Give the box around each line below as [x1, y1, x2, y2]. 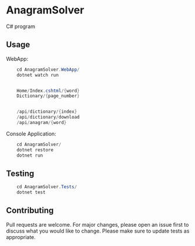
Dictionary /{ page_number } [16, 93, 80, 99]
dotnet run [16, 153, 43, 158]
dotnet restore [16, 147, 54, 153]
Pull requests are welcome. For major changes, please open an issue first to [6, 221, 189, 228]
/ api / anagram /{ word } [16, 120, 67, 126]
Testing [6, 168, 35, 178]
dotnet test [16, 189, 46, 196]
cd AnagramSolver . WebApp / [16, 67, 80, 72]
